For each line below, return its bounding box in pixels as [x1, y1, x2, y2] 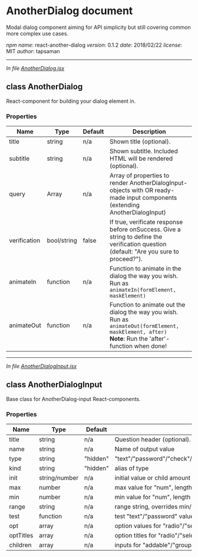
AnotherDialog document [6, 4, 133, 18]
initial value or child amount [114, 474, 191, 482]
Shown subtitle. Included [110, 147, 178, 155]
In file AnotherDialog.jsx [6, 64, 65, 71]
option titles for [114, 532, 157, 540]
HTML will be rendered [110, 155, 173, 163]
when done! [134, 342, 167, 350]
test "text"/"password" [114, 512, 178, 520]
